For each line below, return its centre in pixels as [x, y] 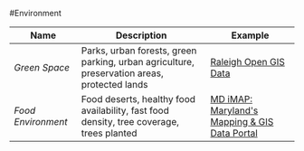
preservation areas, [123, 73]
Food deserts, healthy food [138, 99]
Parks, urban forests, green [139, 51]
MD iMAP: [232, 99]
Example [250, 35]
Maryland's [234, 110]
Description [141, 35]
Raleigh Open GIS [247, 62]
